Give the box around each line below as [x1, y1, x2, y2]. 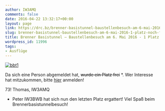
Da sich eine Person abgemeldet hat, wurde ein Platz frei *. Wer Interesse [5, 72, 153, 77]
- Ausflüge [5, 48, 27, 53]
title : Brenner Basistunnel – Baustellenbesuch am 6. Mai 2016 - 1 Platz [5, 35, 160, 40]
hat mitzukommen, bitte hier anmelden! [5, 77, 84, 83]
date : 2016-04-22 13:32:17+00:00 [5, 16, 74, 21]
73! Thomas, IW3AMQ [5, 86, 50, 92]
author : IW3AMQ [5, 7, 36, 12]
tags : [5, 44, 16, 49]
